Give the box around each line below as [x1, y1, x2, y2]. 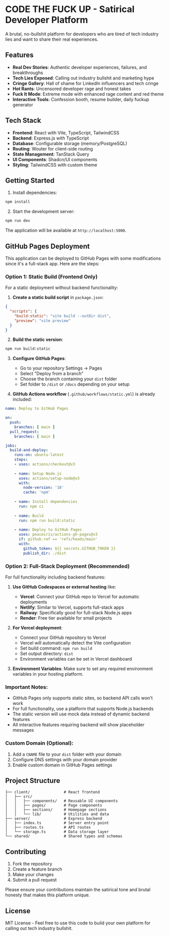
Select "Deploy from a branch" [20, 371, 84, 377]
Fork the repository [12, 861, 53, 867]
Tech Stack [5, 116, 41, 125]
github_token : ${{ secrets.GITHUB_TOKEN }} [23, 546, 116, 551]
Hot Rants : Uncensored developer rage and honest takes [12, 86, 131, 92]
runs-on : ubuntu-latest [14, 452, 64, 458]
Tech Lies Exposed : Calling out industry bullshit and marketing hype [12, 75, 154, 81]
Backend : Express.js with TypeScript [12, 135, 89, 141]
